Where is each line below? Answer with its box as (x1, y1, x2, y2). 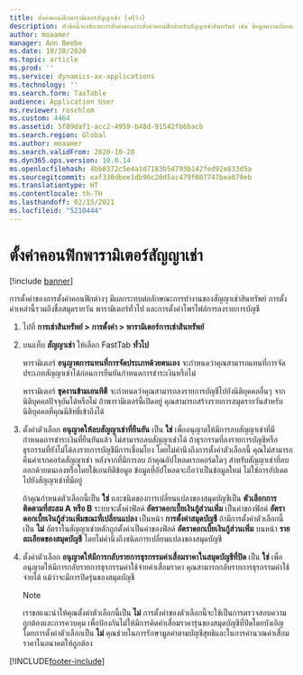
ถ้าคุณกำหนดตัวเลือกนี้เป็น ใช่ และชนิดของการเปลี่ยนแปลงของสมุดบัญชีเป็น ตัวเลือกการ (22, 493, 277, 504)
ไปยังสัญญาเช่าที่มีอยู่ (22, 475, 83, 485)
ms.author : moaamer (9, 139, 83, 148)
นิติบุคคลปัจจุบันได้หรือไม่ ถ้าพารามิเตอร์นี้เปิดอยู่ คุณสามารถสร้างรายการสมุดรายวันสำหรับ (22, 395, 283, 406)
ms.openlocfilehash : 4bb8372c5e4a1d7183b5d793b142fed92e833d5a (9, 164, 252, 173)
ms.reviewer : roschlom (9, 106, 95, 115)
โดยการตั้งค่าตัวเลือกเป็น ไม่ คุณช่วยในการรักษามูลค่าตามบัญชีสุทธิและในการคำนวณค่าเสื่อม (22, 627, 289, 638)
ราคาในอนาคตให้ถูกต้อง (22, 637, 93, 648)
